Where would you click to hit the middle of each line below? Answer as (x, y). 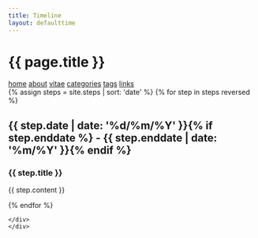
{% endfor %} (31, 206)
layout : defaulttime (42, 23)
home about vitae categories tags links (71, 84)
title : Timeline (35, 15)
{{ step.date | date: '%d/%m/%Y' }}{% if (110, 125)
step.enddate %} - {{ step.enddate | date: (113, 138)
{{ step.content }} (37, 190)
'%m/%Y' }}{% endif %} (70, 150)
